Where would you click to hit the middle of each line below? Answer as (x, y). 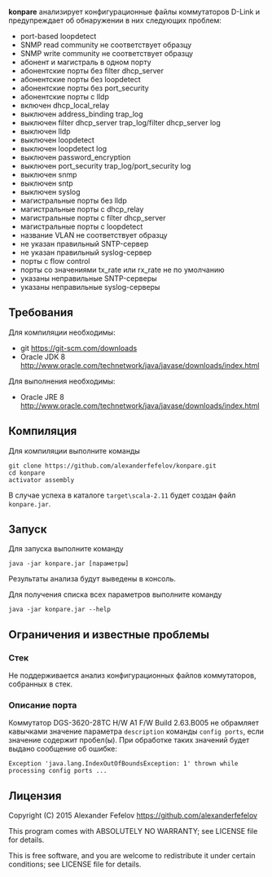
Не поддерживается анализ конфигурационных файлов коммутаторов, (132, 676)
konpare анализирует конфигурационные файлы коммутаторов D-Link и (134, 12)
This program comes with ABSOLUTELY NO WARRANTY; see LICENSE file (133, 831)
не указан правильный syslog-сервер (86, 252)
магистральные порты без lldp (74, 200)
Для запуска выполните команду (66, 549)
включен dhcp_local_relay (65, 105)
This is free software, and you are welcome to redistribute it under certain (132, 856)
